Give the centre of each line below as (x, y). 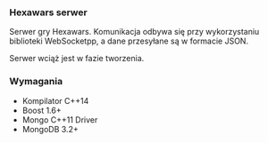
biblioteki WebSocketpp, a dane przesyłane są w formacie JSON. (129, 41)
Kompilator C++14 (55, 100)
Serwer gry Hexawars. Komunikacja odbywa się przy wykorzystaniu (134, 32)
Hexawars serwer (48, 12)
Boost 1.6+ (42, 110)
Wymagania (36, 82)
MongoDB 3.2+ (50, 129)
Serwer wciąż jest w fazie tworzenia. (77, 59)
